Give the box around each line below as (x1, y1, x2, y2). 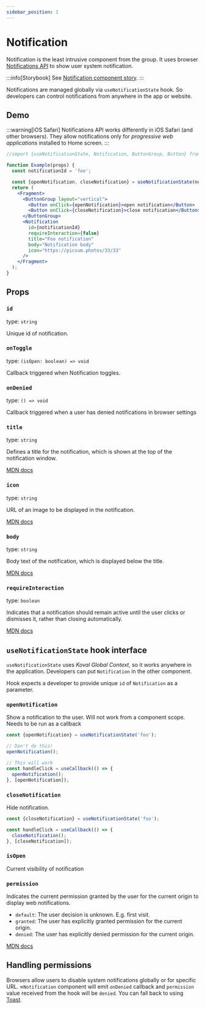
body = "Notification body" (28, 241, 95, 248)
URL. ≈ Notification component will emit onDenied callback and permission (6, 983, 194, 990)
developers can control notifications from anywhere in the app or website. (6, 92, 192, 100)
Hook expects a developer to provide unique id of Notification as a (6, 680, 178, 687)
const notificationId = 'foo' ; (12, 168, 92, 174)
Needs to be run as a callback (6, 720, 81, 727)
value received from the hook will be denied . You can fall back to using (6, 989, 184, 997)
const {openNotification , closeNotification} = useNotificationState (12, 179, 192, 185)
